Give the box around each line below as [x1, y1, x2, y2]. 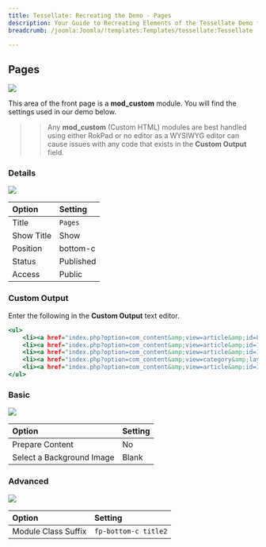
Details [8, 168, 36, 179]
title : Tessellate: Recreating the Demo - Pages [8, 11, 172, 20]
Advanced [8, 476, 49, 487]
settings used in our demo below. [8, 107, 117, 117]
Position [12, 243, 43, 254]
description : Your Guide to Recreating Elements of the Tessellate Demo [8, 19, 253, 27]
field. [47, 148, 65, 157]
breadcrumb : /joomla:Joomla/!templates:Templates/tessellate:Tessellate [8, 26, 253, 34]
